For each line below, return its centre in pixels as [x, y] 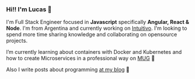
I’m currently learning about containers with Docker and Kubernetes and [94, 52]
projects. [17, 41]
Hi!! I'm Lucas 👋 [29, 9]
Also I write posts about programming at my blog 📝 [68, 70]
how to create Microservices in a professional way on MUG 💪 [81, 59]
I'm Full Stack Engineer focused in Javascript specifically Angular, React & [98, 22]
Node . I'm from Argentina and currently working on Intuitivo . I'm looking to [97, 28]
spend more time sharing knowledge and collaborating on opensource [92, 35]
